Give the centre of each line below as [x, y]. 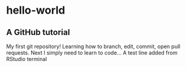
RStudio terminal [27, 59]
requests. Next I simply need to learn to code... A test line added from [92, 53]
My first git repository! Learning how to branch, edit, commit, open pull [93, 46]
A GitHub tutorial [38, 32]
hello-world [36, 10]
